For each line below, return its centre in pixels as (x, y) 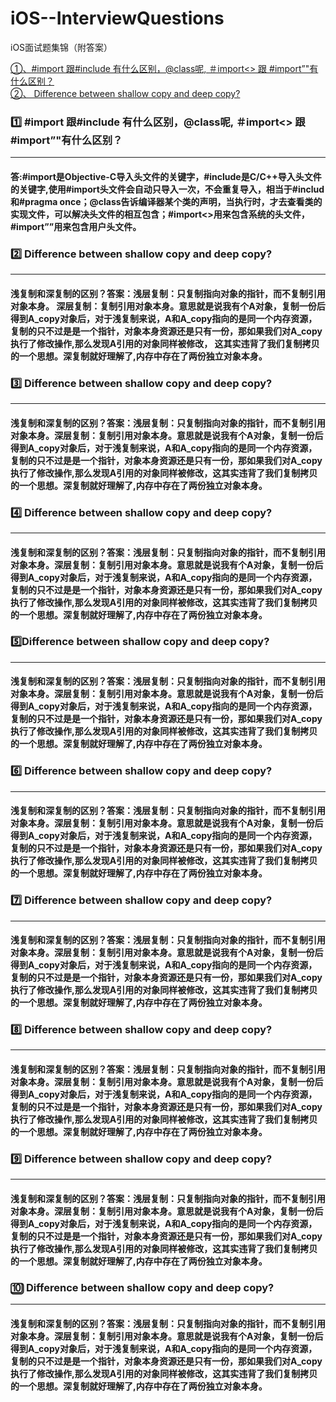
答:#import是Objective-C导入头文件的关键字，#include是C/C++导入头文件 (166, 176)
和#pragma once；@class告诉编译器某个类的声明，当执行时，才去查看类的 (166, 201)
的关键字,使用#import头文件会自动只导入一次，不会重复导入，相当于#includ (167, 189)
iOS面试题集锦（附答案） (61, 47)
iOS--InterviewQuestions (117, 18)
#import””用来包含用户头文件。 (76, 226)
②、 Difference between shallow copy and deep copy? (125, 93)
